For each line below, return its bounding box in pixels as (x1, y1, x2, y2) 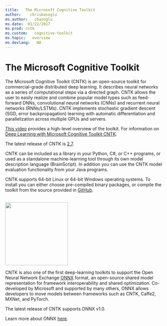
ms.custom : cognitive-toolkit (5, 31, 73, 36)
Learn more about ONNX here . (5, 315, 69, 321)
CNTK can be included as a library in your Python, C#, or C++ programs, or (5, 150, 161, 156)
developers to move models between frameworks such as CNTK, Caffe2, (5, 290, 156, 297)
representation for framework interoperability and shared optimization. (5, 280, 151, 286)
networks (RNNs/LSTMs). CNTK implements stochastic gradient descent (5, 105, 155, 111)
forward (5, 100, 22, 106)
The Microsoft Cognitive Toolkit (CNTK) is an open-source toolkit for (5, 78, 146, 85)
